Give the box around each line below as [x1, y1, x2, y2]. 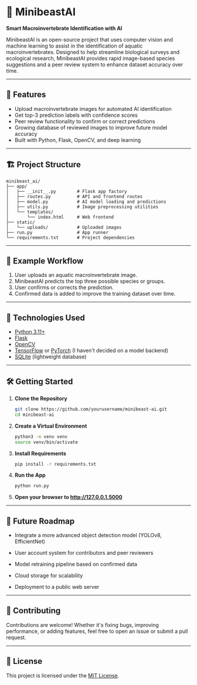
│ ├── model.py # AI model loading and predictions [6, 199, 167, 205]
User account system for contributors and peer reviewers [14, 550, 154, 557]
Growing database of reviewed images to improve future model [14, 124, 168, 131]
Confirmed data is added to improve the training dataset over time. [14, 290, 176, 297]
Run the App [14, 472, 46, 479]
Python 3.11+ [14, 328, 46, 335]
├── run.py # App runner [6, 229, 109, 235]
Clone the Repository [14, 395, 67, 402]
